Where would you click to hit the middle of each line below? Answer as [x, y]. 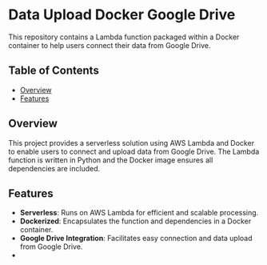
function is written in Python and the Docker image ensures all [111, 160]
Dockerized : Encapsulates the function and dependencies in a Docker [135, 221]
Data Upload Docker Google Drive [122, 15]
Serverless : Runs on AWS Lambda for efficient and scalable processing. [139, 213]
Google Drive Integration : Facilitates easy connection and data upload [136, 239]
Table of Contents [54, 71]
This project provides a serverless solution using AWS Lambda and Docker [131, 143]
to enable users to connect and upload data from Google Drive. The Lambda [134, 151]
